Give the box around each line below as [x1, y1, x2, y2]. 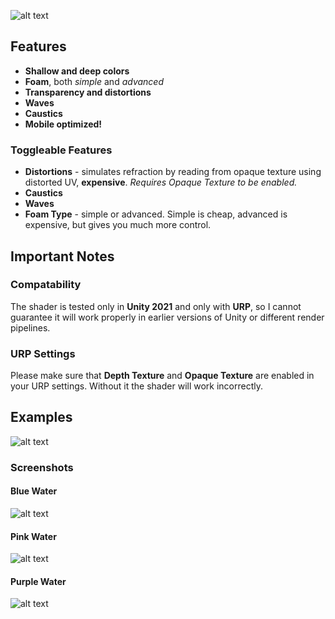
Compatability [10, 278, 82, 292]
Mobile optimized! [24, 118, 103, 130]
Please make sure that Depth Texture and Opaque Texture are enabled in [10, 370, 315, 382]
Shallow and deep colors [24, 65, 130, 77]
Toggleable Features [10, 143, 113, 157]
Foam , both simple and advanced [24, 75, 165, 87]
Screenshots [10, 460, 74, 474]
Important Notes [10, 248, 115, 265]
